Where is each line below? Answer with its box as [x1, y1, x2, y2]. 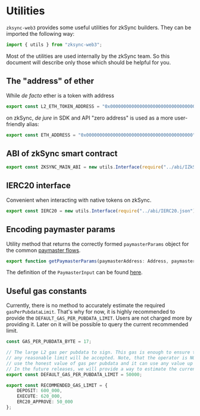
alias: [26, 120, 40, 127]
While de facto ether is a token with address [6, 92, 114, 99]
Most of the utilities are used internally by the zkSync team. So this [6, 52, 170, 60]
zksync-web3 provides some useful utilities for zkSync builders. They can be [6, 24, 192, 31]
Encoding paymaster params [6, 224, 115, 234]
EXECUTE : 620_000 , [17, 393, 62, 399]
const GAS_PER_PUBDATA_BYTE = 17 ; [6, 339, 92, 345]
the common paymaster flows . [6, 246, 81, 254]
